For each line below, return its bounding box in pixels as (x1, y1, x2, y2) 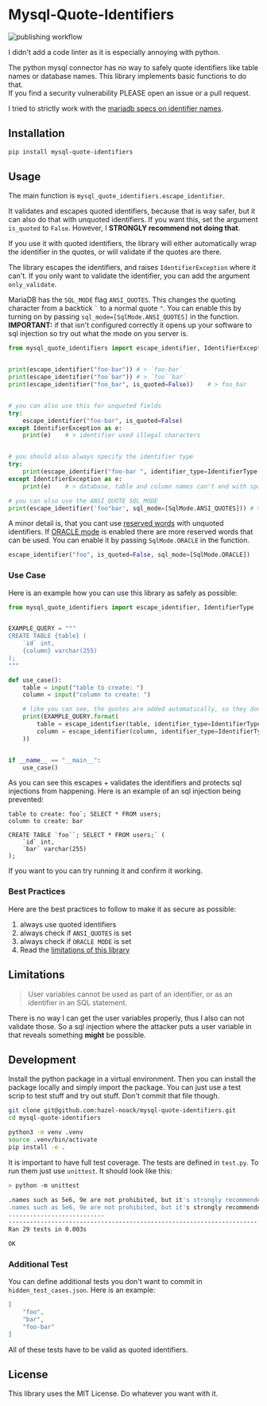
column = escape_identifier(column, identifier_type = (37, 727, 219, 735)
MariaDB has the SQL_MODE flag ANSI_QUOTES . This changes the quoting (8, 295, 236, 304)
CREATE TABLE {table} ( (8, 632, 87, 640)
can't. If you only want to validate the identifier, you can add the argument (8, 271, 250, 280)
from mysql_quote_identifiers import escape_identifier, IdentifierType (8, 603, 254, 611)
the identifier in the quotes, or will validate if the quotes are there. (8, 247, 222, 257)
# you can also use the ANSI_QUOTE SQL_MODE (8, 496, 158, 505)
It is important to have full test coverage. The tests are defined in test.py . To (8, 1157, 259, 1167)
